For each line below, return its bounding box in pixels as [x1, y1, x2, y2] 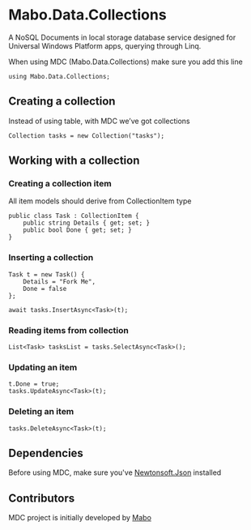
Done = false [23, 284, 67, 293]
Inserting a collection [8, 252, 94, 263]
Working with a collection [8, 154, 140, 168]
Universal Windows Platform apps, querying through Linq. [8, 41, 202, 50]
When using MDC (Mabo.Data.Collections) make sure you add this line [8, 57, 243, 66]
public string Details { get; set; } [23, 219, 151, 228]
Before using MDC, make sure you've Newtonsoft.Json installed [8, 468, 222, 477]
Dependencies [8, 447, 83, 460]
